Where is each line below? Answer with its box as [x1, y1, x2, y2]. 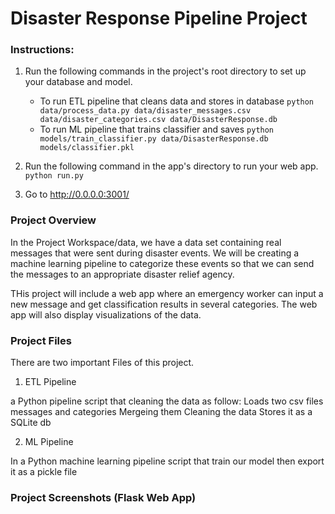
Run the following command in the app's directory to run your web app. [24, 160, 319, 172]
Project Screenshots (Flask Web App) [10, 491, 197, 504]
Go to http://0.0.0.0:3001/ [24, 188, 130, 201]
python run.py [24, 171, 84, 181]
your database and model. [24, 76, 133, 88]
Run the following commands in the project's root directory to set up [24, 65, 307, 77]
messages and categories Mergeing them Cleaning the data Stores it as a [10, 406, 313, 418]
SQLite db [10, 417, 52, 429]
